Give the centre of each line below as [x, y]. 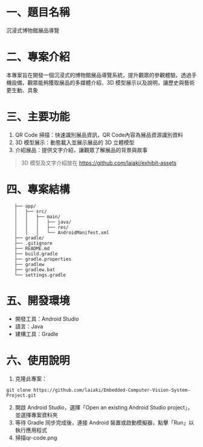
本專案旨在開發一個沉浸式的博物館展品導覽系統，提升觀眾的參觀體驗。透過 [99, 75]
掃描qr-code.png [36, 437]
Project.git [21, 395]
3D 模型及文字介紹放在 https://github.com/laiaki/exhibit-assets [99, 163]
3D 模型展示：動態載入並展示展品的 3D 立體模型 [75, 142]
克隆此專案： [31, 379]
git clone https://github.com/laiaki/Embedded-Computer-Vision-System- [98, 390]
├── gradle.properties [43, 259]
